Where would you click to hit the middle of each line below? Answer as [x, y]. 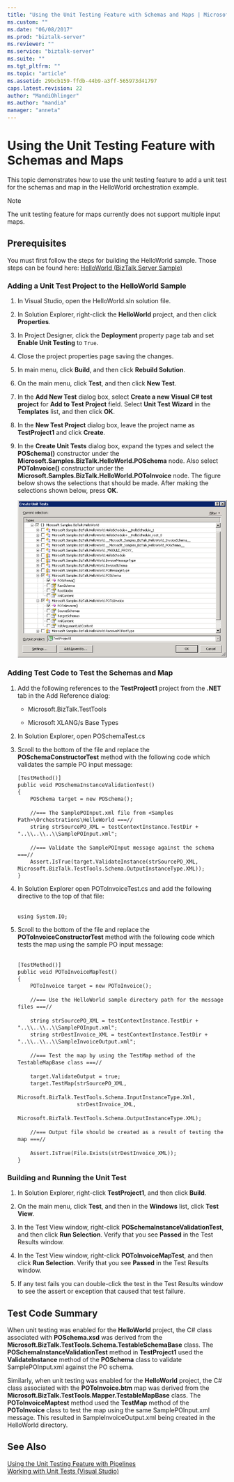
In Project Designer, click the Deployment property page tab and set [116, 335]
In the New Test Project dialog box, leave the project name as [106, 425]
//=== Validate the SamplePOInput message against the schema [122, 848]
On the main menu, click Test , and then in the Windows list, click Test [118, 1207]
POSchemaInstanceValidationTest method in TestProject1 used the [105, 1352]
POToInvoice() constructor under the [70, 468]
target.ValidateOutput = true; [76, 1076]
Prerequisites [37, 244]
